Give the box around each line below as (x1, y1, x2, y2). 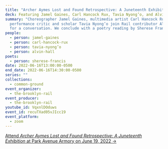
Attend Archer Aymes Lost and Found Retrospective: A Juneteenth (5, 132, 142, 138)
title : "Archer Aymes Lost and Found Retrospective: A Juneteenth (5, 7, 146, 12)
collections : (5, 77, 32, 82)
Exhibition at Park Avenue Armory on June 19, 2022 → (5, 138, 116, 144)
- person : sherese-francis (9, 58, 66, 63)
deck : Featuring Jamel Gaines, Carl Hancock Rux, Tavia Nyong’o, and (5, 12, 153, 17)
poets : (5, 53, 19, 59)
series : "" (5, 72, 28, 77)
